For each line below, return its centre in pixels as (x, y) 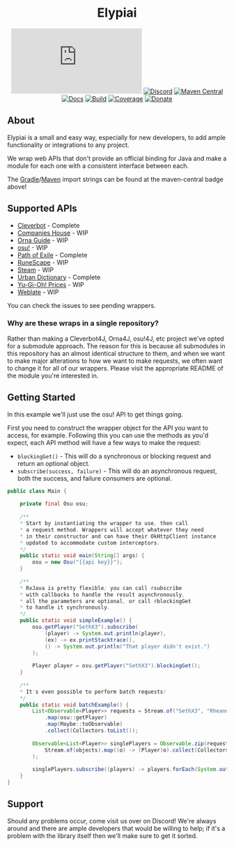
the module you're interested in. (53, 375)
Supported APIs (42, 209)
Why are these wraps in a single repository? (83, 323)
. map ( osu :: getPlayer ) (76, 718)
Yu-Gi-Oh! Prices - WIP (51, 284)
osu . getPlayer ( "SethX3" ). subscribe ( (85, 627)
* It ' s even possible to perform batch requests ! (93, 692)
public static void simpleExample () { (76, 621)
